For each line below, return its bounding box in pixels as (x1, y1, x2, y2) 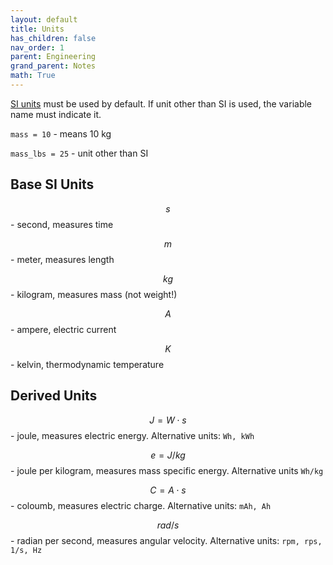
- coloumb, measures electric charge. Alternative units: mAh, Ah (10, 499, 272, 511)
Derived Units (10, 387, 98, 405)
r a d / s (156, 519, 180, 531)
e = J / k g (150, 449, 186, 461)
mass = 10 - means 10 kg (10, 127, 112, 140)
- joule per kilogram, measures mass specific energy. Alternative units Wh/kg (10, 464, 324, 476)
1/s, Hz (10, 545, 43, 555)
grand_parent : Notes (10, 61, 97, 71)
